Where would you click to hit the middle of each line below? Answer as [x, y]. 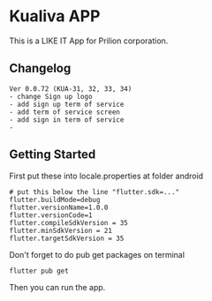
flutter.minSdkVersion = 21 [61, 230]
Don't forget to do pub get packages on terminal [97, 254]
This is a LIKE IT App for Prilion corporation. [89, 41]
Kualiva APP [55, 16]
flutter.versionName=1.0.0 [59, 207]
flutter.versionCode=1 [51, 215]
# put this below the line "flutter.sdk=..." [94, 192]
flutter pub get [39, 271]
